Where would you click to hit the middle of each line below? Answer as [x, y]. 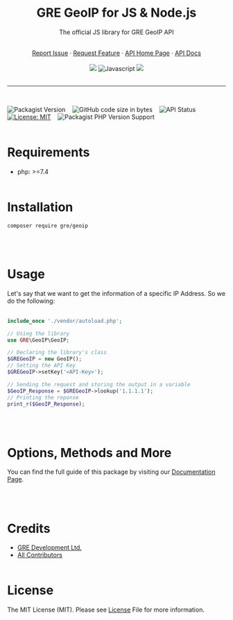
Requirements [49, 153]
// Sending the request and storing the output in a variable [99, 384]
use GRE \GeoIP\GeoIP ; [38, 340]
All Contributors [40, 555]
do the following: [31, 301]
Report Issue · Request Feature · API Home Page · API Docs [116, 53]
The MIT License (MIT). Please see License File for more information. [106, 610]
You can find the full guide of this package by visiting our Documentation [111, 472]
